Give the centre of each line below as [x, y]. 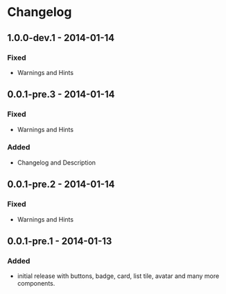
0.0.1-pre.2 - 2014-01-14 [61, 185]
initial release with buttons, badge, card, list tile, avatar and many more [118, 276]
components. [36, 284]
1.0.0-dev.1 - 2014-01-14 [61, 38]
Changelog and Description [56, 162]
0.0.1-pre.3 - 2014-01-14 [61, 95]
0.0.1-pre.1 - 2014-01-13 [60, 241]
